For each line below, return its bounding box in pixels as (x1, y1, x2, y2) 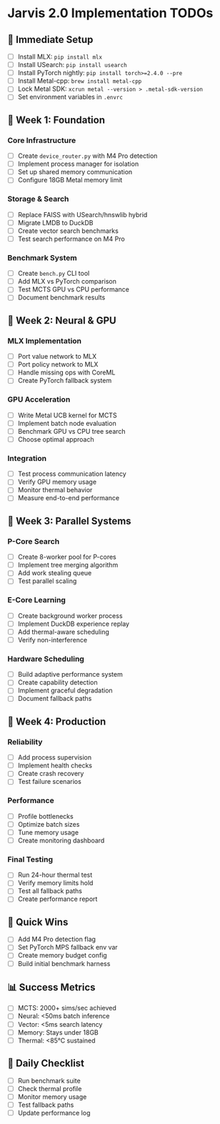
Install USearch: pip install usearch (17, 61, 127, 69)
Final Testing (7, 854, 54, 864)
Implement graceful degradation (17, 686, 113, 695)
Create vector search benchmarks (17, 227, 119, 235)
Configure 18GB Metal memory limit (17, 176, 123, 184)
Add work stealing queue (17, 569, 92, 577)
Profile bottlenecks (17, 812, 74, 820)
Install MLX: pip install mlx (17, 52, 102, 61)
